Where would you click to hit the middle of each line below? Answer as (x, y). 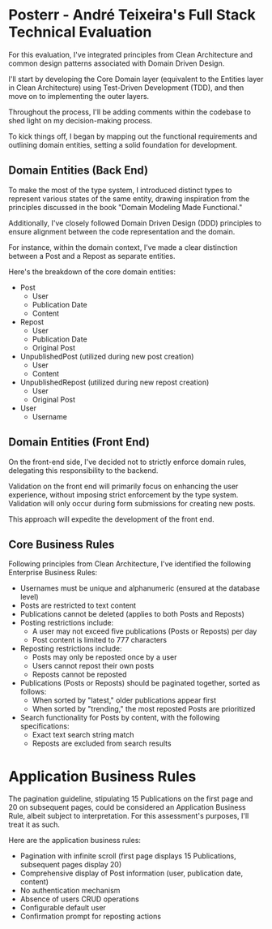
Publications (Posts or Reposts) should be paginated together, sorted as (140, 683)
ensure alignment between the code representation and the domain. (122, 231)
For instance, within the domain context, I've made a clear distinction (123, 247)
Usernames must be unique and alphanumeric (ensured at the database (140, 588)
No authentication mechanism (70, 891)
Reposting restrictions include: (71, 649)
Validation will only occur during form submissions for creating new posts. (132, 503)
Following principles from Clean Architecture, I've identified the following (130, 564)
